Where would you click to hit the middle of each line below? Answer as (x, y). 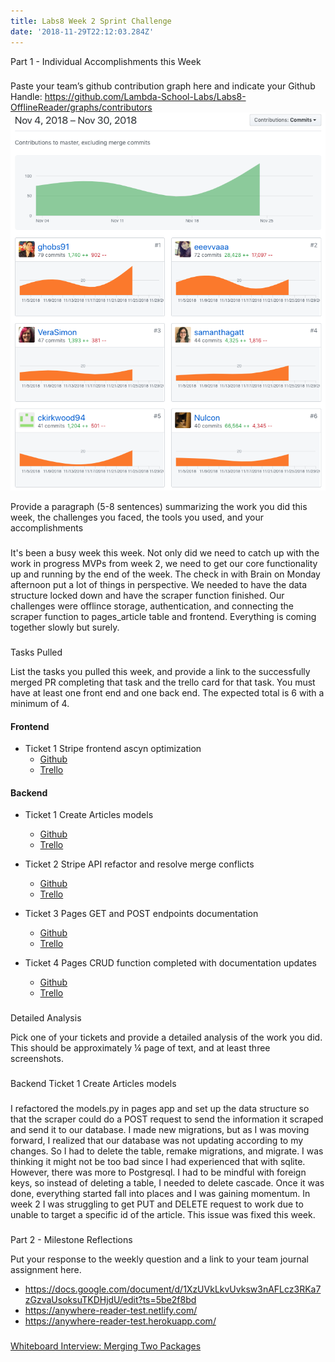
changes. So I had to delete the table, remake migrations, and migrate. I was (167, 1151)
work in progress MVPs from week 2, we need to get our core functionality (164, 563)
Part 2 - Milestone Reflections (71, 1240)
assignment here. (46, 1270)
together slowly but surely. (65, 627)
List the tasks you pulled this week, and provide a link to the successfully (160, 671)
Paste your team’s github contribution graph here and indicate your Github (163, 86)
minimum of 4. (40, 703)
